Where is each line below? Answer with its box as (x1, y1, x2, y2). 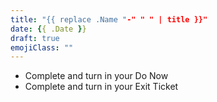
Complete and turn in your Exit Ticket (24, 81, 179, 93)
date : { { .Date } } (10, 24, 87, 34)
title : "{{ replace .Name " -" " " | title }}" (10, 14, 208, 25)
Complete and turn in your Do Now (24, 70, 169, 82)
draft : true (10, 33, 60, 43)
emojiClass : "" (10, 42, 74, 53)
